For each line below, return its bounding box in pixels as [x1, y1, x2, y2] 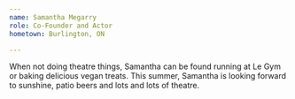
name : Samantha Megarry [9, 12, 97, 22]
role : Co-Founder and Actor [9, 21, 113, 30]
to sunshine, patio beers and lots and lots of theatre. [9, 80, 200, 91]
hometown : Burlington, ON [9, 29, 105, 38]
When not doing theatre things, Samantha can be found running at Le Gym [9, 61, 282, 72]
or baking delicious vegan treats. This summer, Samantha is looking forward [9, 71, 286, 81]
